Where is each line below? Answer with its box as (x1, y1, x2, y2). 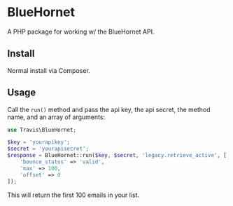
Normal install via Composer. (7, 66, 91, 74)
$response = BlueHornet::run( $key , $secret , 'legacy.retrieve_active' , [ (7, 152, 227, 159)
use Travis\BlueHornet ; (7, 126, 77, 133)
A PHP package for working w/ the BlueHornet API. (7, 27, 155, 36)
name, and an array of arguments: (7, 113, 106, 121)
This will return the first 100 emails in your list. (7, 191, 140, 199)
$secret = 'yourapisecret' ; (7, 145, 90, 153)
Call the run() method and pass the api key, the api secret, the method (7, 105, 211, 114)
